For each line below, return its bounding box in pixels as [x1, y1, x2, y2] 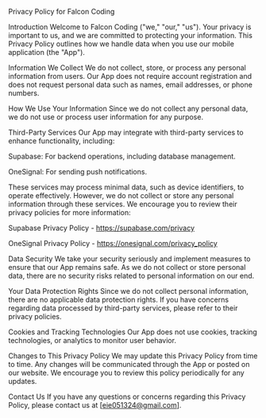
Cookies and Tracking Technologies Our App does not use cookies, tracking [8, 327, 258, 337]
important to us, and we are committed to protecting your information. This [8, 31, 253, 40]
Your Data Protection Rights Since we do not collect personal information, [8, 287, 249, 295]
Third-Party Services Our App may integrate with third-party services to [8, 127, 244, 137]
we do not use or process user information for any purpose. [8, 112, 204, 122]
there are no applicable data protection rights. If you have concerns [8, 295, 229, 304]
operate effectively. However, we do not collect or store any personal [8, 191, 234, 200]
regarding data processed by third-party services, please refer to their [8, 303, 238, 313]
